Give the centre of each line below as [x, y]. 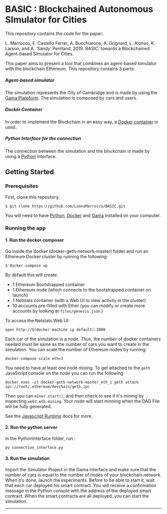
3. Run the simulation [28, 458]
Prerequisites [22, 186]
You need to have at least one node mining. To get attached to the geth [78, 368]
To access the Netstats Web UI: [37, 320]
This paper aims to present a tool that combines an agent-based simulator [81, 63]
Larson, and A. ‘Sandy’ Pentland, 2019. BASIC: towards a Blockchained [78, 48]
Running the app [26, 228]
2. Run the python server [31, 427]
